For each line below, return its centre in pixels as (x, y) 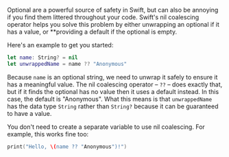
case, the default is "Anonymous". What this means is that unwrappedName (110, 99)
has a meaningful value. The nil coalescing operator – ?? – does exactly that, (115, 84)
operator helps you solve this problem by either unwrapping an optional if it (113, 24)
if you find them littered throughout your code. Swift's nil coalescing (103, 17)
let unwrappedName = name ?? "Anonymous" (67, 64)
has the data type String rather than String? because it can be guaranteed (113, 106)
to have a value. (29, 113)
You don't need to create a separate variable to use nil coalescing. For (106, 127)
